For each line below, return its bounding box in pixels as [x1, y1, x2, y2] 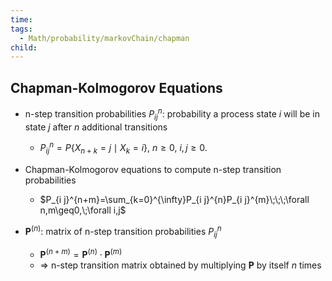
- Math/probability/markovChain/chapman [19, 33, 190, 43]
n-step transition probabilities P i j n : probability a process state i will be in [24, 106, 320, 122]
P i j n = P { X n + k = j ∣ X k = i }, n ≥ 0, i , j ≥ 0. [39, 140, 208, 156]
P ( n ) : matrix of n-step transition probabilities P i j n [24, 223, 222, 240]
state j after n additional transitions [24, 121, 168, 133]
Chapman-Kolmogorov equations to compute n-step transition [24, 163, 282, 175]
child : [10, 42, 38, 53]
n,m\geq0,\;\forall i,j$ [39, 204, 127, 216]
